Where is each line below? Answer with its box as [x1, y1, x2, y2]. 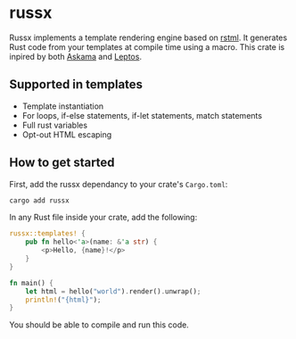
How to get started [9, 155, 115, 170]
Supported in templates [9, 77, 144, 92]
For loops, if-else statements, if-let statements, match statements [21, 110, 263, 120]
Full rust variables [21, 120, 87, 130]
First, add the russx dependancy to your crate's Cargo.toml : [9, 178, 228, 189]
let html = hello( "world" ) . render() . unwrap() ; [25, 286, 201, 296]
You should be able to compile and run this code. [9, 319, 189, 330]
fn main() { [9, 278, 53, 287]
